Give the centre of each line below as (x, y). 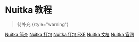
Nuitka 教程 (29, 10)
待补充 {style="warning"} (43, 24)
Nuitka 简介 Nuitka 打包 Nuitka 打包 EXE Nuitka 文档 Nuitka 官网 (69, 34)
